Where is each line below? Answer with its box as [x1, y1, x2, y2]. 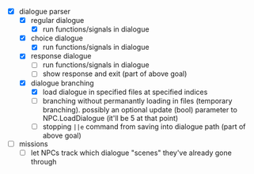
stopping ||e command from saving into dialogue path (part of [42, 122, 246, 131]
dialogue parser [18, 7, 71, 16]
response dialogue [30, 51, 92, 61]
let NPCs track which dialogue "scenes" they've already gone [30, 148, 233, 157]
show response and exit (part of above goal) [42, 69, 188, 78]
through [30, 157, 57, 166]
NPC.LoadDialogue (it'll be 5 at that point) [42, 113, 179, 123]
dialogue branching [30, 78, 94, 88]
